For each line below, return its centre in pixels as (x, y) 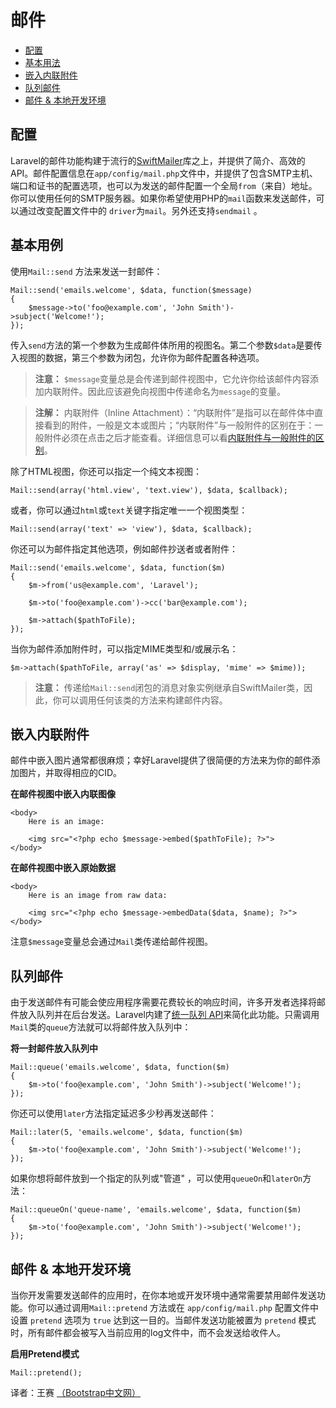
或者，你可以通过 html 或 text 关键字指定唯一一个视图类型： (129, 510)
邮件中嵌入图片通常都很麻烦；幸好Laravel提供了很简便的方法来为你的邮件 (161, 760)
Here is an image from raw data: (98, 896)
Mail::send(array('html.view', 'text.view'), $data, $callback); (149, 490)
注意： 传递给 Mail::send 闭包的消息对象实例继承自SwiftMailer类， (169, 687)
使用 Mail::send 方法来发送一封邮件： (86, 271)
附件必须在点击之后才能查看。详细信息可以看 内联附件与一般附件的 (179, 437)
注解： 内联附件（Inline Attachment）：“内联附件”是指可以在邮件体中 (174, 412)
